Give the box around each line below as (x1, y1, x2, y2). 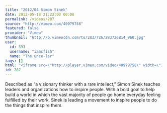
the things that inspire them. (5, 103, 63, 108)
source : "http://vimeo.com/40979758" (5, 21, 83, 26)
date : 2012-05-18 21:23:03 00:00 (5, 12, 75, 17)
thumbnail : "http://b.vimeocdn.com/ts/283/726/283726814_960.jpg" (5, 35, 146, 40)
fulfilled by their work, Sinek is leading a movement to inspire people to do (5, 97, 157, 103)
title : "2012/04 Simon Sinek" (5, 7, 68, 12)
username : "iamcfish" (9, 49, 55, 54)
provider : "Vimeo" (5, 30, 43, 35)
